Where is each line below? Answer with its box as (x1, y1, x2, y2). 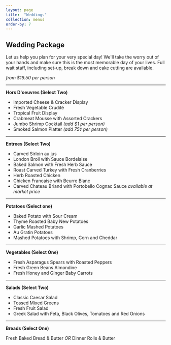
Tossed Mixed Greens (13, 300, 59, 306)
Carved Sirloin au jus (13, 151, 57, 157)
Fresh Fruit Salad (13, 305, 49, 311)
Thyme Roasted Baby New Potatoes (13, 218, 88, 224)
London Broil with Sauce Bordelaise (13, 156, 88, 162)
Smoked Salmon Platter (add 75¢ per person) (13, 126, 108, 132)
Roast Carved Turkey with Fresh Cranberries (13, 167, 107, 173)
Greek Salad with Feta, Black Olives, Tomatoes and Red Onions (13, 311, 145, 317)
